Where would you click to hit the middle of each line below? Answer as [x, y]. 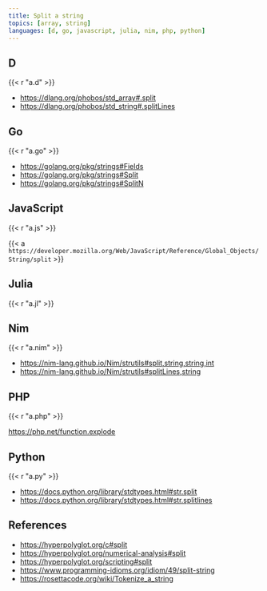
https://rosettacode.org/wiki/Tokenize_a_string [97, 578]
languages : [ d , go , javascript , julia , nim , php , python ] [107, 30]
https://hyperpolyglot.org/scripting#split [86, 561]
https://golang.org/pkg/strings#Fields [82, 166]
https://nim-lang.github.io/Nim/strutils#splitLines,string [110, 372]
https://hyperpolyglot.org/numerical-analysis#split [103, 553]
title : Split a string [46, 16]
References [38, 525]
